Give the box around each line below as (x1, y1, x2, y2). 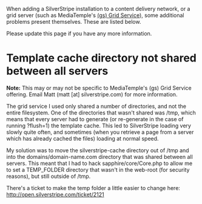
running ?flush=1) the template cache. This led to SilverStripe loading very (6, 122, 191, 129)
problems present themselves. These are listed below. (6, 18, 141, 25)
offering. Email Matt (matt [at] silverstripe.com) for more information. (6, 91, 178, 98)
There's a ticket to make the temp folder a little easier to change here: (6, 184, 181, 191)
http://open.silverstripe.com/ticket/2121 (6, 191, 104, 198)
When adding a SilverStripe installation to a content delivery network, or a (6, 5, 190, 12)
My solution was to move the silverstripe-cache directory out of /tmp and (6, 146, 189, 154)
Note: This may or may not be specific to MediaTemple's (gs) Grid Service (6, 84, 192, 91)
